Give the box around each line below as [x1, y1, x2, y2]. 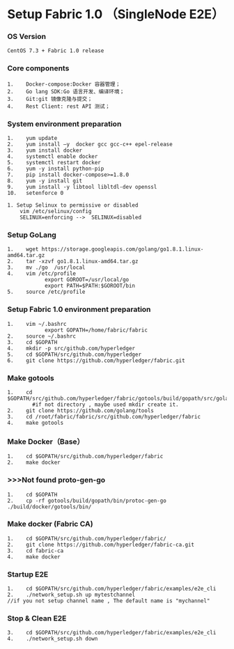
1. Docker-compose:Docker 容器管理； [7, 81, 120, 88]
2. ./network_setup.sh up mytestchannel [7, 591, 136, 599]
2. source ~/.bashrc [7, 332, 77, 340]
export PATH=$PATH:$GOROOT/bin [44, 283, 136, 290]
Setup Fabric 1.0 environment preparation [7, 304, 151, 314]
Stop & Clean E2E [7, 613, 67, 623]
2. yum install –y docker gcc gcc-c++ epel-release [7, 141, 173, 148]
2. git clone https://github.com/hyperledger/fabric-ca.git [7, 541, 195, 548]
